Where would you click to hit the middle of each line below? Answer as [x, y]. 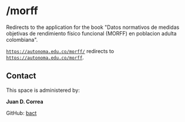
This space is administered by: [43, 90]
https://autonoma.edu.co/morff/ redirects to [60, 51]
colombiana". [22, 39]
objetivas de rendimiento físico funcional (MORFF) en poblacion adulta [92, 33]
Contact [21, 76]
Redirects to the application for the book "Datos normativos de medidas [93, 27]
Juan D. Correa [25, 101]
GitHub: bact [21, 113]
